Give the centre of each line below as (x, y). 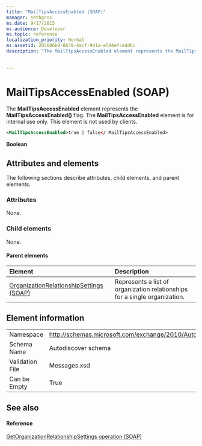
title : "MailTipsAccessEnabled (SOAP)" (56, 12)
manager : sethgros (29, 18)
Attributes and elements (53, 163)
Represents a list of (142, 281)
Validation (23, 362)
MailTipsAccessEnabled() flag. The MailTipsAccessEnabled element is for (100, 115)
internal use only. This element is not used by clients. (72, 122)
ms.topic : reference (32, 34)
